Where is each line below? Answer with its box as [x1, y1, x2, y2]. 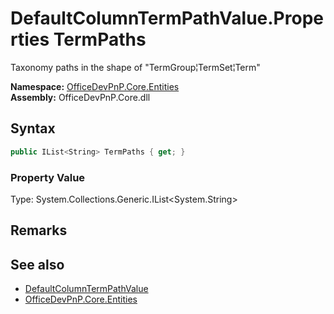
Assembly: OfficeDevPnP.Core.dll [10, 91, 151, 103]
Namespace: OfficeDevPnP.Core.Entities [10, 80, 180, 92]
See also [10, 256, 65, 273]
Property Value [10, 170, 86, 184]
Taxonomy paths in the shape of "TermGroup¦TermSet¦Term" [10, 61, 261, 73]
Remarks [10, 222, 68, 239]
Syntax [10, 120, 56, 137]
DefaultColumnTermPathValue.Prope [10, 7, 324, 30]
